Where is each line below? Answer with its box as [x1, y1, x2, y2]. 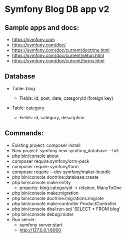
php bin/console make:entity [11, 179, 71, 185]
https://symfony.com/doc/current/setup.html [11, 52, 104, 58]
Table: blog [11, 85, 35, 91]
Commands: [4, 129, 44, 138]
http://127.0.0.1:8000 [19, 227, 61, 233]
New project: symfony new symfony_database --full [11, 147, 118, 153]
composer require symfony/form [11, 163, 79, 169]
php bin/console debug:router [11, 211, 74, 217]
